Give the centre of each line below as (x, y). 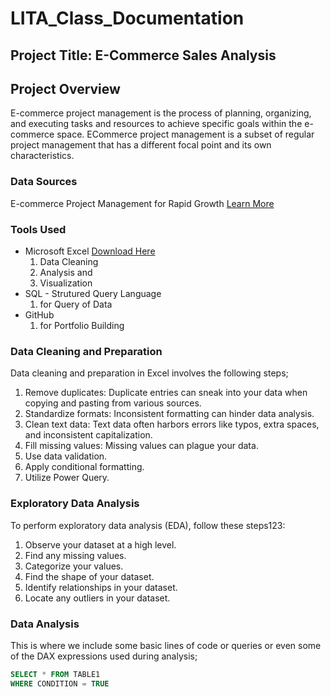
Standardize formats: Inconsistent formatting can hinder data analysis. (169, 414)
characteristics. (42, 156)
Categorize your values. (74, 566)
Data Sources (44, 182)
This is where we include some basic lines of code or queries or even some (166, 645)
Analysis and (66, 272)
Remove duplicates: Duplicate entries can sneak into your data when (166, 393)
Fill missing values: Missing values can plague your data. (141, 446)
